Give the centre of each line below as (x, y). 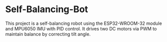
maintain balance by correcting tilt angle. (48, 34)
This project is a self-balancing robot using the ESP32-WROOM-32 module (84, 23)
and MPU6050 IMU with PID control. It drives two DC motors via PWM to (81, 28)
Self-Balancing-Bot (47, 9)
